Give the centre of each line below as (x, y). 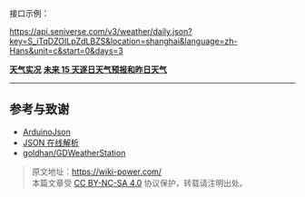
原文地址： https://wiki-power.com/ (96, 172)
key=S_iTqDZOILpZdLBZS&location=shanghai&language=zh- (123, 41)
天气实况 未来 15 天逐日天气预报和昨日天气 (89, 69)
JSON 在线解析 (50, 143)
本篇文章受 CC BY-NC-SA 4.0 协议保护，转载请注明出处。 (139, 182)
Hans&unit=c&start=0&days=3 (67, 51)
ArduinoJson (46, 132)
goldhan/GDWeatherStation (74, 153)
